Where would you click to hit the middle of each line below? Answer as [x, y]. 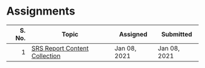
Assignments [41, 11]
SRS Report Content [60, 48]
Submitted [177, 34]
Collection [46, 56]
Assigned [133, 34]
